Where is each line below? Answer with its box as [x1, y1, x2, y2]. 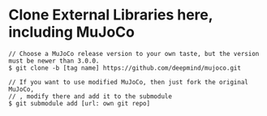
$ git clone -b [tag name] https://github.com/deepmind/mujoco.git [8, 63, 242, 72]
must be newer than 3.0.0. [8, 57, 100, 65]
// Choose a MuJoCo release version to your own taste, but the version [8, 49, 260, 58]
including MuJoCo [8, 23, 136, 41]
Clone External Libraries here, [8, 6, 213, 24]
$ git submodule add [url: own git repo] [8, 99, 151, 107]
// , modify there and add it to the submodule [8, 92, 173, 101]
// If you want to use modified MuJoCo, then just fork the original [8, 78, 249, 86]
